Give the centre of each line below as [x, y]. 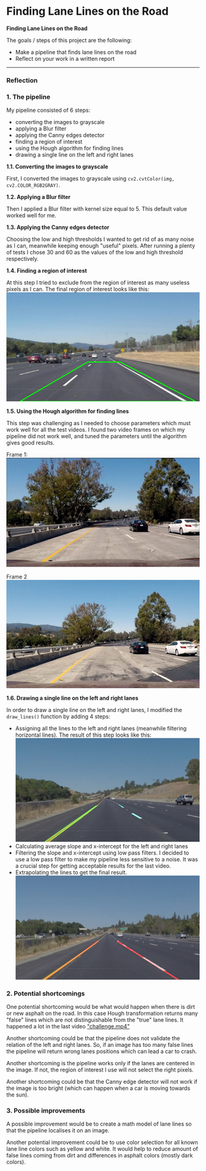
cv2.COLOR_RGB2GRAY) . [33, 185]
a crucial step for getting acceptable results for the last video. [93, 866]
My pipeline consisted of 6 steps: [48, 110]
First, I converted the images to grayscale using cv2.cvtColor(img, [90, 179]
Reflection [22, 80]
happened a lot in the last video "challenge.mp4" [68, 1026]
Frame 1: [17, 454]
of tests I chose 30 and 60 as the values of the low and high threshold [95, 253]
